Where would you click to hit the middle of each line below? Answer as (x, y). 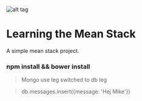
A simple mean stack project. (43, 50)
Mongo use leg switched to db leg (64, 80)
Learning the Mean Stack (71, 34)
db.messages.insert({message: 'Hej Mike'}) (76, 92)
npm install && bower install (48, 66)
